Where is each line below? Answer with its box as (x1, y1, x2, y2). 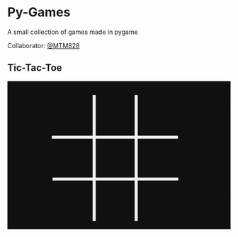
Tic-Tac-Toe (7, 62, 62, 74)
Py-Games (7, 4, 71, 21)
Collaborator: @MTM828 (7, 41, 80, 50)
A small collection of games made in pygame (7, 28, 138, 36)
